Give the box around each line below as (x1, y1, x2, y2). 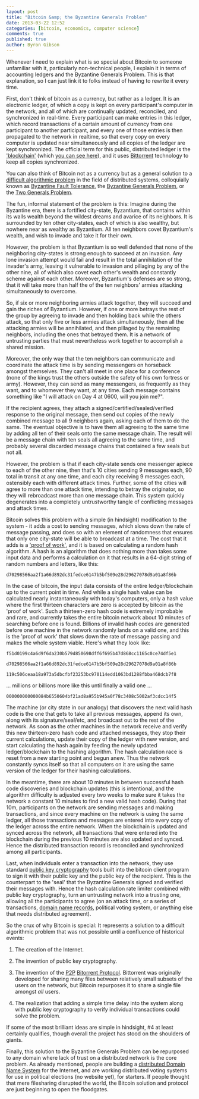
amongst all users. (14, 988, 61, 995)
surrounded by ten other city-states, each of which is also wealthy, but (6, 219, 179, 226)
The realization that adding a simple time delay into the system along (14, 999, 183, 1006)
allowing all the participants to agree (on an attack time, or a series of (6, 897, 176, 904)
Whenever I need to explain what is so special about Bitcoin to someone (6, 58, 182, 65)
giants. (6, 1036, 23, 1043)
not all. (6, 449, 23, 456)
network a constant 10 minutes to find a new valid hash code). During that (6, 797, 187, 804)
